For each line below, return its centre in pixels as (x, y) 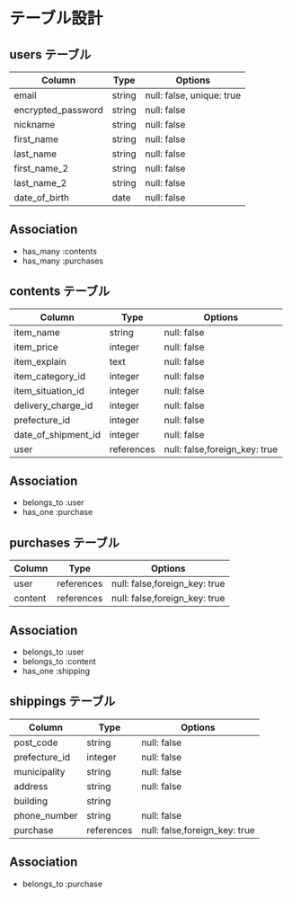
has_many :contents (59, 251)
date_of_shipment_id (58, 434)
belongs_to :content (59, 662)
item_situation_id (49, 390)
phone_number (46, 815)
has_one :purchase (58, 512)
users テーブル (50, 54)
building (31, 801)
